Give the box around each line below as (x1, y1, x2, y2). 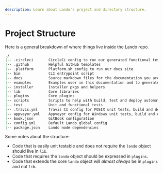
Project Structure (5, 28, 76, 39)
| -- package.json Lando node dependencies (5, 125, 98, 130)
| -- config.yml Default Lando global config (5, 120, 108, 126)
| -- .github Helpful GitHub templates (5, 62, 101, 67)
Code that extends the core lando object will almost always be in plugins (12, 159, 158, 164)
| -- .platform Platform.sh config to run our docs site (5, 67, 133, 72)
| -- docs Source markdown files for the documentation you (5, 75, 151, 80)
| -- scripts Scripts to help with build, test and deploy (5, 98, 142, 103)
